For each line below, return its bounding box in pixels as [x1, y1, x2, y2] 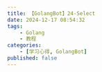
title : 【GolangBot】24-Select [7, 10, 96, 17]
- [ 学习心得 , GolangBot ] [19, 49, 87, 56]
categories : [7, 42, 42, 49]
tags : [7, 23, 23, 29]
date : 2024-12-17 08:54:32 [7, 16, 85, 23]
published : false [7, 55, 58, 62]
